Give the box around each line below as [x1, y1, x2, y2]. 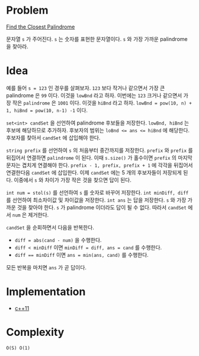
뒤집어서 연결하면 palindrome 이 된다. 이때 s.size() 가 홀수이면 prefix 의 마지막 [6, 154, 192, 161]
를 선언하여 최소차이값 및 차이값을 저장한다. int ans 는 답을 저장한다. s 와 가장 [6, 196, 187, 204]
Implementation [6, 285, 86, 298]
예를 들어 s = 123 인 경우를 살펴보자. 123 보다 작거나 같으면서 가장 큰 [6, 84, 165, 91]
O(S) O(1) [6, 345, 31, 351]
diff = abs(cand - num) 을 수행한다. [14, 236, 102, 243]
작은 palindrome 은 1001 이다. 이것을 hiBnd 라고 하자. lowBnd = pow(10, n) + [12, 99, 192, 106]
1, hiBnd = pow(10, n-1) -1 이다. [6, 106, 88, 113]
